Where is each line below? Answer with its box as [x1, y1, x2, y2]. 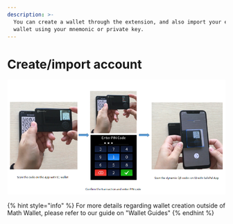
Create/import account [7, 56, 142, 72]
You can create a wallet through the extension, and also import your [13, 18, 222, 26]
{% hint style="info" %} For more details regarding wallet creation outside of [7, 201, 225, 209]
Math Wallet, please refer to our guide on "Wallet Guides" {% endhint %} [7, 208, 215, 217]
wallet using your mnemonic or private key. [13, 26, 144, 32]
